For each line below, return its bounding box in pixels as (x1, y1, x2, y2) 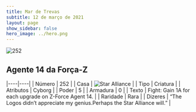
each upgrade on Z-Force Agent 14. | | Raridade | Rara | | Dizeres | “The (6, 93, 182, 100)
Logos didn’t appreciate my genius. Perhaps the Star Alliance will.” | (6, 99, 171, 106)
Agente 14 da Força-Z (6, 64, 88, 74)
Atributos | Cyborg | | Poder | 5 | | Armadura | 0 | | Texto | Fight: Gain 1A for (6, 86, 190, 94)
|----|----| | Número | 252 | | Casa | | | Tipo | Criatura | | (6, 80, 181, 87)
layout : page (6, 20, 39, 26)
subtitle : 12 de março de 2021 (6, 14, 84, 20)
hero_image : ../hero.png (6, 31, 68, 37)
